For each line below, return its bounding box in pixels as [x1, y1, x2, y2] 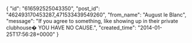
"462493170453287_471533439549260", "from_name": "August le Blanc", [6, 11, 187, 18]
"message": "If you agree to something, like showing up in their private [6, 18, 178, 24]
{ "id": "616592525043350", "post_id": [6, 5, 100, 12]
